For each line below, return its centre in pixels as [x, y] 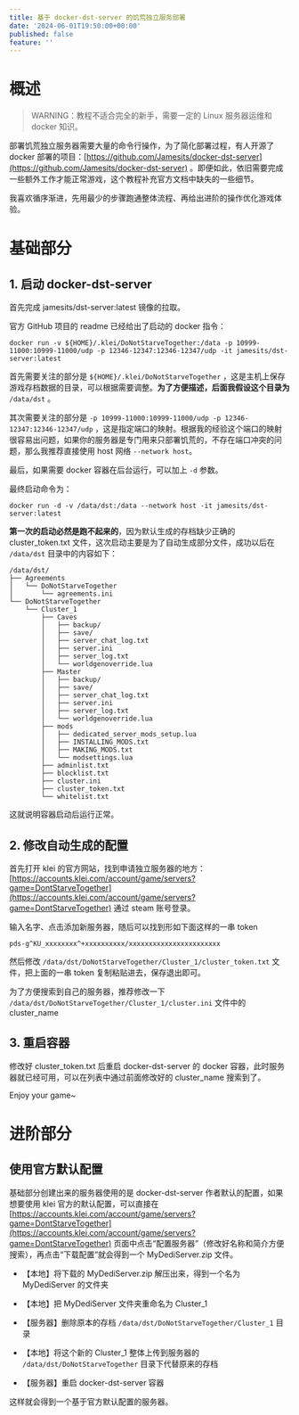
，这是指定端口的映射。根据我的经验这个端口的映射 [189, 429]
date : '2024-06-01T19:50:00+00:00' [75, 26]
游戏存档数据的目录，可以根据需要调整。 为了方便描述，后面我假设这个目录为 [149, 388]
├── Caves [59, 617]
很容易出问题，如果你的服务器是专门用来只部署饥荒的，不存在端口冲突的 [141, 440]
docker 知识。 [57, 127]
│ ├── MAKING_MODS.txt [87, 750]
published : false [41, 34]
